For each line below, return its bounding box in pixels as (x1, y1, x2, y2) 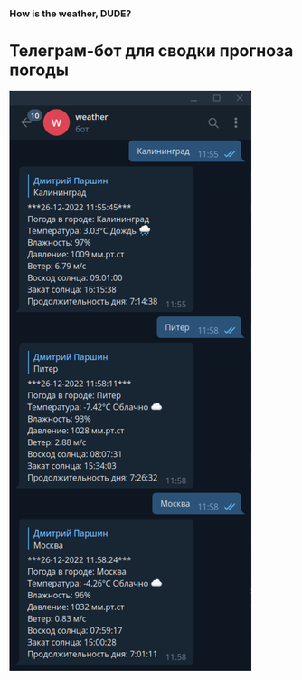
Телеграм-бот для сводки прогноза (9, 41, 294, 62)
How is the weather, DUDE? (9, 7, 132, 20)
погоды (9, 60, 70, 81)
